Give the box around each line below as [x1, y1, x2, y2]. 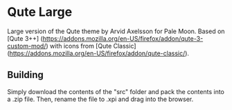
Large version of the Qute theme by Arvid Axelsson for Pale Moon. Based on [7, 27, 225, 35]
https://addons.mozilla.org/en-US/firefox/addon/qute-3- [42, 34, 204, 42]
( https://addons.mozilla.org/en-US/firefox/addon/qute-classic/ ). [7, 49, 189, 57]
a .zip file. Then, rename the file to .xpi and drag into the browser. [7, 95, 194, 103]
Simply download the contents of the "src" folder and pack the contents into [7, 87, 225, 95]
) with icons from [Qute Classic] [46, 42, 136, 50]
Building [7, 69, 44, 81]
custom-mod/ [7, 42, 46, 50]
